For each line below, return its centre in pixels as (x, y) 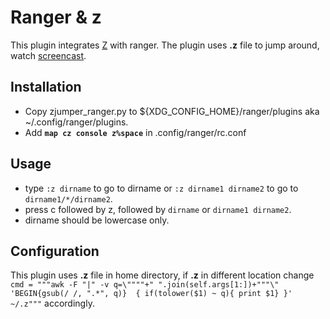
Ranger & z (56, 17)
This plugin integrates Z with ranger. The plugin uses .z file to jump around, (165, 45)
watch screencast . (48, 55)
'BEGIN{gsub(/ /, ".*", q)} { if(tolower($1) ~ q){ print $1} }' (151, 294)
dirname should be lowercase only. (97, 220)
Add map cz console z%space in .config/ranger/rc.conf (135, 132)
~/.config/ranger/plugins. (76, 122)
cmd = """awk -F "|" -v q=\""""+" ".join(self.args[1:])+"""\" (145, 285)
